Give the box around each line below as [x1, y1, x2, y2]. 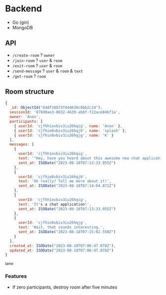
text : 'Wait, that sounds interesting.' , [18, 225, 105, 230]
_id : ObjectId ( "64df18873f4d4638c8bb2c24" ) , [9, 105, 103, 110]
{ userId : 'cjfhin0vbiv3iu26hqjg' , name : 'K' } [14, 133, 114, 138]
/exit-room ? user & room [12, 62, 63, 68]
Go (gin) [12, 19, 29, 25]
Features [5, 273, 27, 280]
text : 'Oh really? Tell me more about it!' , [18, 179, 112, 184]
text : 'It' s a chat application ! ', [18, 201, 92, 207]
